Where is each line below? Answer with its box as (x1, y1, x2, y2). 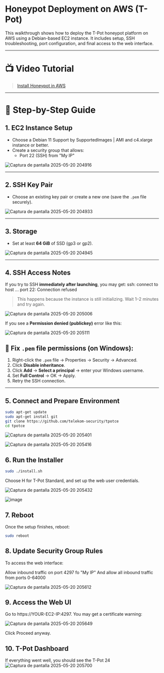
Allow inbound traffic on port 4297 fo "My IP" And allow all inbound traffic (5, 569, 154, 575)
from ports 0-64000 (5, 575, 46, 580)
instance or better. (12, 142, 49, 148)
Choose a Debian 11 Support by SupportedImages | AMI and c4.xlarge (12, 137, 153, 143)
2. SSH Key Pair (5, 181, 53, 189)
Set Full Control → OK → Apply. (12, 373, 76, 379)
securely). (12, 199, 33, 205)
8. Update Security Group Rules (5, 547, 103, 555)
